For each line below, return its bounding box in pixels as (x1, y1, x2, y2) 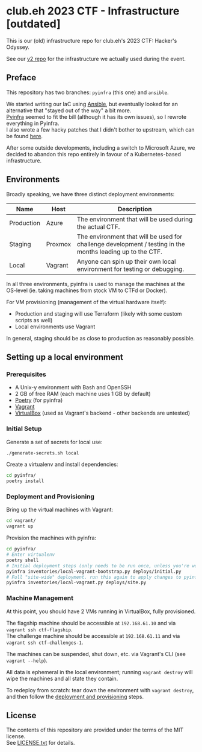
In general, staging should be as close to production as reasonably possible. (6, 334, 195, 342)
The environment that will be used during (77, 215, 193, 223)
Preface (6, 72, 37, 83)
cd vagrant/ (6, 518, 36, 524)
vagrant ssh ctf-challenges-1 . (6, 639, 84, 646)
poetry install (6, 478, 44, 484)
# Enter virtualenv (6, 552, 55, 558)
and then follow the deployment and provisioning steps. (6, 693, 144, 700)
